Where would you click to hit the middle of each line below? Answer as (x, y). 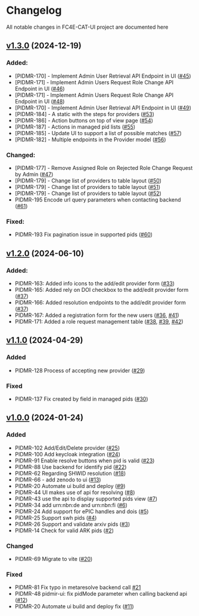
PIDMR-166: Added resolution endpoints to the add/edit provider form (100, 302)
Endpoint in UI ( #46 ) (40, 89)
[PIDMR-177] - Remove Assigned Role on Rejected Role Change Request (104, 167)
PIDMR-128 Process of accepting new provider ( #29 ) (80, 370)
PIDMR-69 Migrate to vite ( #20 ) (54, 559)
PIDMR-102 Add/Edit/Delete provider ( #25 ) (67, 448)
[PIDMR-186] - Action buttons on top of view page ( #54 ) (84, 120)
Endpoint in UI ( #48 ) (40, 101)
